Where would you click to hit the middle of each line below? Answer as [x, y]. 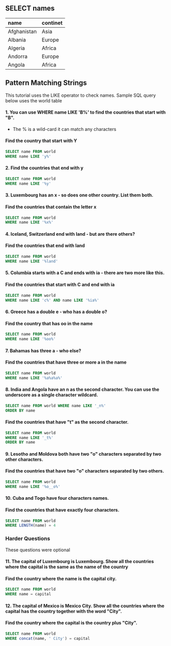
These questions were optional [38, 550]
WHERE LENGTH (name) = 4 [31, 526]
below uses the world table [34, 101]
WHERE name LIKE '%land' [32, 261]
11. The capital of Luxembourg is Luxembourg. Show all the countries [80, 562]
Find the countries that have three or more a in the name [66, 362]
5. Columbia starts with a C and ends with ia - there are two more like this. [85, 273]
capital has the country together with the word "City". [64, 611]
